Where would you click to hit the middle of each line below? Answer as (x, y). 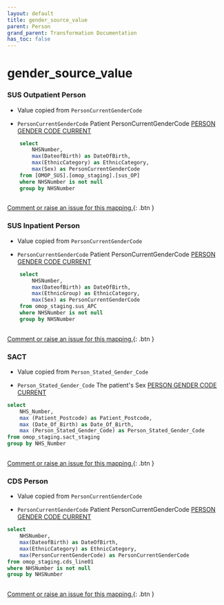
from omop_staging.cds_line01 (51, 561)
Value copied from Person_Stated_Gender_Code (83, 372)
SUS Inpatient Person (44, 226)
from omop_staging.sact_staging (53, 437)
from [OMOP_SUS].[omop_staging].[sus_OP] (80, 175)
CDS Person (28, 481)
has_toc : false (29, 39)
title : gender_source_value (48, 20)
